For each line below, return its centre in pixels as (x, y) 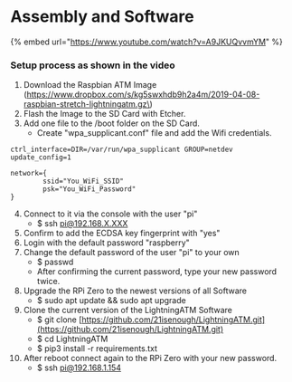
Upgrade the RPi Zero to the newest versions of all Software (135, 291)
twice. (48, 282)
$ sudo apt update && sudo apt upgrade (111, 301)
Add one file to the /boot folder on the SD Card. (111, 123)
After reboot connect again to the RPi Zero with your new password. (150, 358)
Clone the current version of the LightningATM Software (128, 310)
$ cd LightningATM (72, 339)
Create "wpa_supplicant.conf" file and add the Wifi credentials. (154, 133)
